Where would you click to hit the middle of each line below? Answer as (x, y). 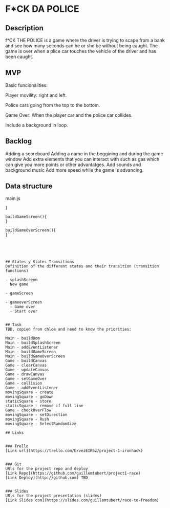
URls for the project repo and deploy (47, 469)
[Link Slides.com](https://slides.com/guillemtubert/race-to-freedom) (82, 500)
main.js (13, 198)
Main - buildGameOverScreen (35, 356)
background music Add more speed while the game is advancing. (75, 170)
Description (24, 28)
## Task (14, 325)
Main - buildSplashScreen (33, 343)
